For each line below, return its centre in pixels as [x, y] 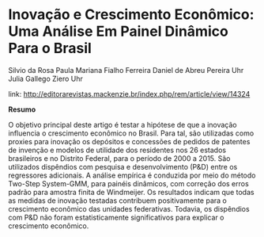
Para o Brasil [50, 48]
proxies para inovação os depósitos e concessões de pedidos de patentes [129, 141]
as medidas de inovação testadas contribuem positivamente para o [117, 201]
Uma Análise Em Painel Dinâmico [119, 31]
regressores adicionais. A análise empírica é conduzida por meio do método [132, 175]
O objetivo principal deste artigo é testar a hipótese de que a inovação [123, 124]
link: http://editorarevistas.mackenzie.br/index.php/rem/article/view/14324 [129, 94]
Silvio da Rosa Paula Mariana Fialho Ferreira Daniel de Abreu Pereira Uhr [126, 70]
